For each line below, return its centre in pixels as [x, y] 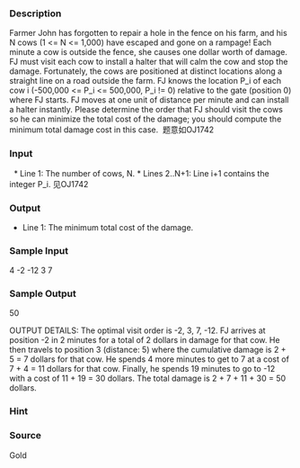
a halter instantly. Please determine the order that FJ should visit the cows [146, 110]
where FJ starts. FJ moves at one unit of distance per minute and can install [149, 100]
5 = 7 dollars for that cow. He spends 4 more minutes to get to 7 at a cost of [150, 359]
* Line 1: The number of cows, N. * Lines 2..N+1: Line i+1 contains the [141, 173]
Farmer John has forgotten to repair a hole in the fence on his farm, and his [148, 33]
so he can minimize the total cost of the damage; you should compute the [146, 119]
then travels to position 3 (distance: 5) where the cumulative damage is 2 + [148, 350]
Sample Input [39, 250]
